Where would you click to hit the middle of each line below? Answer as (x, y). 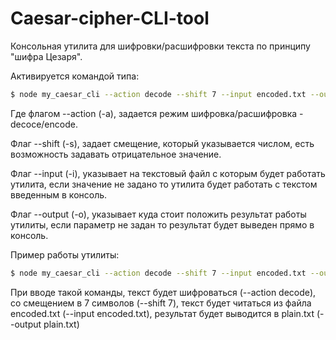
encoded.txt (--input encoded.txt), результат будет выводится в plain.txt (162, 313)
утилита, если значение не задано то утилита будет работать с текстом (164, 184)
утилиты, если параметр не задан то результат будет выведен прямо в (162, 224)
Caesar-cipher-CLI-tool (110, 18)
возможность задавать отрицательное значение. (116, 154)
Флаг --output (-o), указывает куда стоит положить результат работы (158, 214)
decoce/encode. (44, 124)
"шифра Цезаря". (46, 56)
